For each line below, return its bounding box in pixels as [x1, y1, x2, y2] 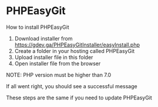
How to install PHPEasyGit [6, 24, 69, 31]
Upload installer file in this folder [14, 53, 93, 61]
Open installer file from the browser [14, 60, 101, 67]
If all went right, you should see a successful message [6, 82, 137, 89]
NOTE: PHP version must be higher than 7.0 [6, 71, 112, 78]
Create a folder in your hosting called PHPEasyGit [14, 47, 135, 54]
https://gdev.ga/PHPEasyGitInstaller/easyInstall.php [14, 41, 140, 48]
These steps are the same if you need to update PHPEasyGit [6, 94, 153, 101]
